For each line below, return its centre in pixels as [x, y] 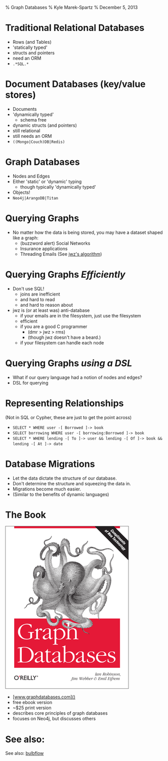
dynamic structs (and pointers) [45, 125]
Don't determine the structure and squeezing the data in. [72, 483]
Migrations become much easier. [47, 489]
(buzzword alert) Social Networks [55, 243]
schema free [33, 120]
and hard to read [37, 299]
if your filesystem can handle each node [62, 342]
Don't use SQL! [28, 288]
